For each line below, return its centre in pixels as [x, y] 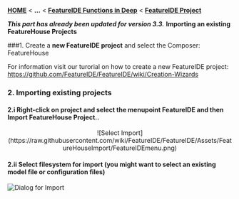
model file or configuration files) [56, 172]
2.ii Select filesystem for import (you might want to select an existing [112, 164]
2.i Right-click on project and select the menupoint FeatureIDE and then [116, 109]
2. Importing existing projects [60, 92]
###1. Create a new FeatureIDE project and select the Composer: [104, 45]
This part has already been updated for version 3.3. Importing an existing [119, 24]
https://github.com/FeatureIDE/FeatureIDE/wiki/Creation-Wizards [103, 74]
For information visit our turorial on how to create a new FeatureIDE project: [118, 66]
